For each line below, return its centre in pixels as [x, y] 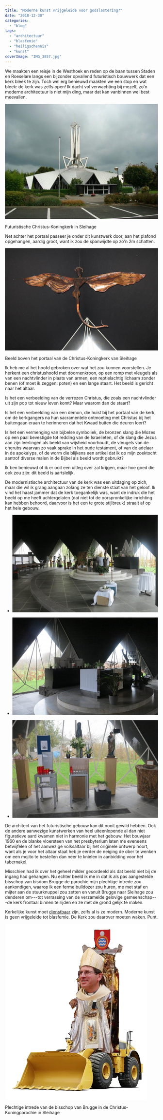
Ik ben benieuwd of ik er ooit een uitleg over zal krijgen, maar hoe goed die [80, 467]
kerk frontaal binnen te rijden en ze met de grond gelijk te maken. [79, 902]
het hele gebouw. [22, 508]
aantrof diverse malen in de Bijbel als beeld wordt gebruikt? [64, 458]
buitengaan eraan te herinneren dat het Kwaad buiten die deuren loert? [76, 423]
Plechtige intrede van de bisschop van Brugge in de [57, 1107]
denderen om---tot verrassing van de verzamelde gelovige [64, 897]
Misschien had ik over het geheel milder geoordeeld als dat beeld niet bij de [81, 871]
